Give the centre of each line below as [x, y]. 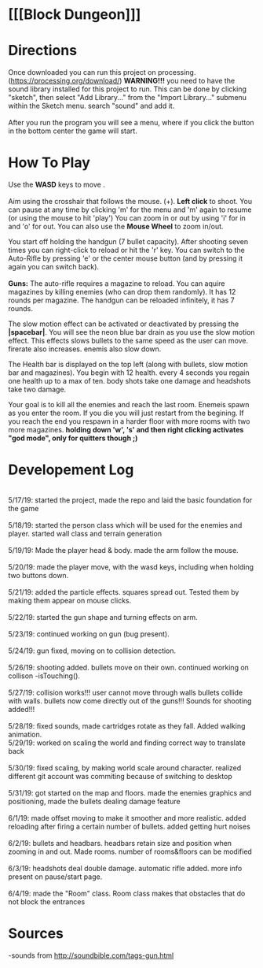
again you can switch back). [54, 267]
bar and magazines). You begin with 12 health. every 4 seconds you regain [129, 373]
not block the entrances [47, 902]
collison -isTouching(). [44, 676]
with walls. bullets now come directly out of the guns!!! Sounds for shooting [130, 701]
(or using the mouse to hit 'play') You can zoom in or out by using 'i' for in [127, 218]
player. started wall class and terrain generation [85, 534]
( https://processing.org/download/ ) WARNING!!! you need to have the [122, 81]
